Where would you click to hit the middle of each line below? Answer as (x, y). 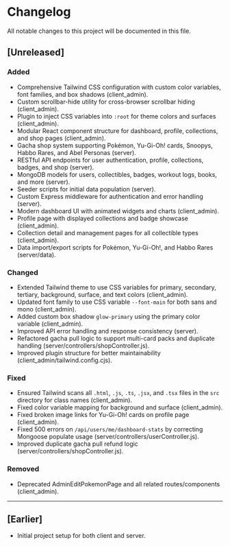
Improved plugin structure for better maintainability (89, 353)
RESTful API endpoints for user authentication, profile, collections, (110, 160)
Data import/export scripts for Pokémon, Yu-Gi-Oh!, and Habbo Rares (115, 247)
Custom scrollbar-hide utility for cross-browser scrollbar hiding (106, 102)
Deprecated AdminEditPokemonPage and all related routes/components (118, 484)
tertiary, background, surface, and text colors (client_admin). (102, 294)
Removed (23, 469)
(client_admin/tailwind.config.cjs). (65, 360)
